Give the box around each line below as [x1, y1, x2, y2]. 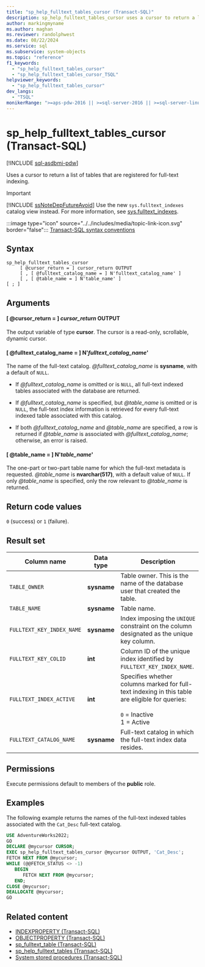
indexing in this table [132, 687, 192, 696]
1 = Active [120, 718, 150, 726]
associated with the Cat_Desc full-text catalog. [6, 820, 122, 828]
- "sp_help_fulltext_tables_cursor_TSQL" [12, 71, 119, 78]
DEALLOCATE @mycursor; [6, 889, 64, 895]
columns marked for [120, 680, 178, 688]
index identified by [120, 654, 174, 663]
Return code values [6, 501, 82, 512]
